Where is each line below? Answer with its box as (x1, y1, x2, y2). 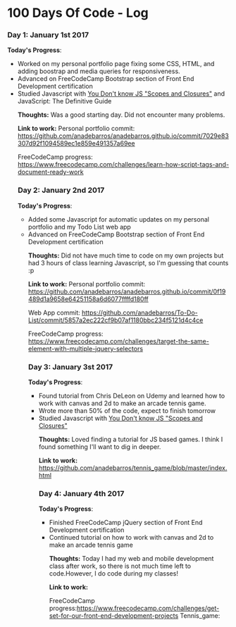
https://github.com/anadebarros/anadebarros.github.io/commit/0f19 (27, 287, 226, 296)
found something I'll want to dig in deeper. (38, 443, 161, 451)
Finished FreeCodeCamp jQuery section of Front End (49, 519, 203, 527)
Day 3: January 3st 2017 (27, 362, 113, 372)
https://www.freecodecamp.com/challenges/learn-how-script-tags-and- (17, 160, 230, 169)
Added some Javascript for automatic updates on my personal (27, 215, 210, 223)
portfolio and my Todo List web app (27, 222, 132, 231)
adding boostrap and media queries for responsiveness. (17, 67, 181, 75)
